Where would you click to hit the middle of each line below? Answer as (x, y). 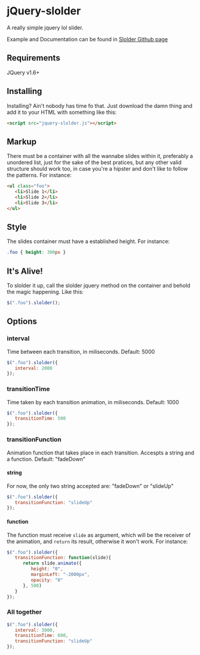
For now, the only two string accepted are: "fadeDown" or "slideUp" (90, 486)
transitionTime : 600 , (41, 636)
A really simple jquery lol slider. (45, 28)
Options (22, 322)
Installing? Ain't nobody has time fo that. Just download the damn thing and (100, 105)
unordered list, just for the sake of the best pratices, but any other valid (94, 162)
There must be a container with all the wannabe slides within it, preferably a (100, 156)
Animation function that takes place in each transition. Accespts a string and (101, 453)
